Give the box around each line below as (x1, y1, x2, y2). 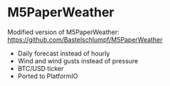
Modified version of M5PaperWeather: (7, 28, 119, 36)
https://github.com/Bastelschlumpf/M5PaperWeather (7, 35, 163, 43)
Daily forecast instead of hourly (17, 49, 110, 58)
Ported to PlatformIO (17, 72, 78, 80)
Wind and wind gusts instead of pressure (17, 56, 139, 65)
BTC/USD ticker (17, 64, 64, 72)
